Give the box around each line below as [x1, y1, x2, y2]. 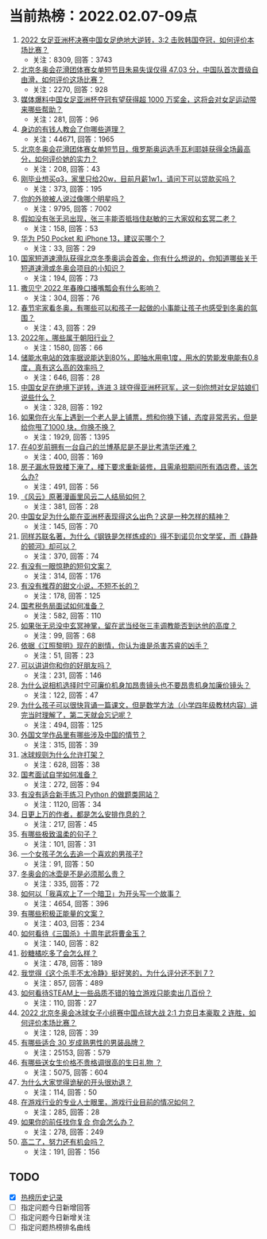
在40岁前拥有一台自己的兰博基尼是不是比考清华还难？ [20, 442, 197, 451]
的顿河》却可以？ [20, 541, 77, 550]
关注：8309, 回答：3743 [32, 55, 113, 64]
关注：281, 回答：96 [32, 114, 99, 124]
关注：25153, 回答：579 [32, 1048, 110, 1057]
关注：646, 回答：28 [32, 372, 100, 382]
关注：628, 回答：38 [32, 759, 100, 769]
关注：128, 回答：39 [32, 1028, 99, 1037]
